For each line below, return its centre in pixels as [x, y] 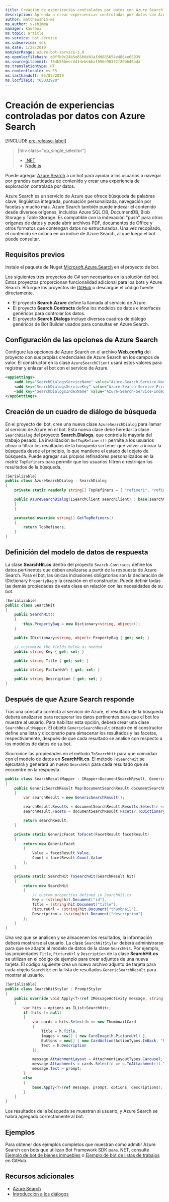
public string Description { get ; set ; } [58, 679]
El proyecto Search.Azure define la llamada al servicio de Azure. [80, 302]
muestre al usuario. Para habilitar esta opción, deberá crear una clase [77, 722]
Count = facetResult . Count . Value [67, 858]
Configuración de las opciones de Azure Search [82, 339]
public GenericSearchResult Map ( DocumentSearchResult [72, 788]
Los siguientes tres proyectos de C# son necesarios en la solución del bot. [82, 277]
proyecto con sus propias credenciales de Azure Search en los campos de [82, 357]
